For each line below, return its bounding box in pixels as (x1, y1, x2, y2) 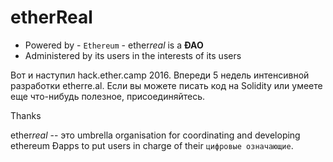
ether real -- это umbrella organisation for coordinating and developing (10, 129, 301, 141)
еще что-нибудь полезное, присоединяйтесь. (10, 90, 205, 102)
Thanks (10, 109, 42, 121)
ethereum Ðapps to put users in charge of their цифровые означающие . (10, 139, 294, 151)
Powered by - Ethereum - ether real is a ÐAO (24, 39, 204, 51)
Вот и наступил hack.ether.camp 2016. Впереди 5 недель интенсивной (10, 69, 310, 81)
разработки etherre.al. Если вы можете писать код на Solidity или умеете (10, 79, 323, 91)
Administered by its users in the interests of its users (24, 49, 242, 61)
